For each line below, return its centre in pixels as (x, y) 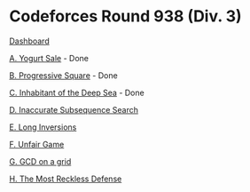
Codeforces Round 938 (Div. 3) (125, 16)
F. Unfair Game (37, 144)
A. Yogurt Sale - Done (49, 58)
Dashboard (30, 41)
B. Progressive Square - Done (63, 75)
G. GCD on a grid (40, 161)
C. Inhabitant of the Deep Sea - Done (77, 92)
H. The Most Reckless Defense (66, 179)
